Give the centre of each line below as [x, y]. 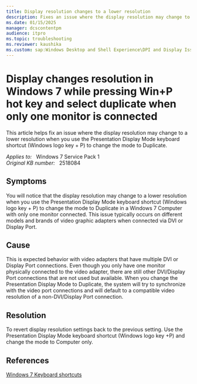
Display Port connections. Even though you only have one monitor [86, 266]
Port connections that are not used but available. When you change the [92, 278]
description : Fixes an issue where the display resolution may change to [98, 17]
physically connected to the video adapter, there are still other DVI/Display [96, 272]
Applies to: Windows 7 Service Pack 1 [53, 156]
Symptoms [26, 181]
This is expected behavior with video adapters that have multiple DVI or [92, 259]
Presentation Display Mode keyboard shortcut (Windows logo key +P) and [96, 336]
